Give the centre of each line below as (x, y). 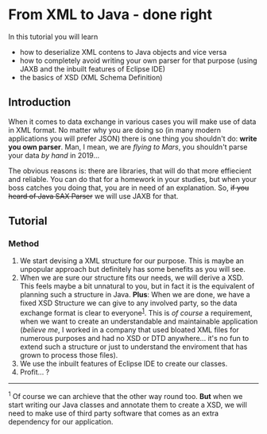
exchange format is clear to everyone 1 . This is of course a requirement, (136, 312)
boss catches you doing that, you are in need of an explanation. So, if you (129, 188)
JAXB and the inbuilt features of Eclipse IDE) (92, 68)
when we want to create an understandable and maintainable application (139, 322)
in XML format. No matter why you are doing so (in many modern (114, 130)
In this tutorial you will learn (53, 37)
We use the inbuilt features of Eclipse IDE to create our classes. (124, 364)
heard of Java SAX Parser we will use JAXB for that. (93, 196)
